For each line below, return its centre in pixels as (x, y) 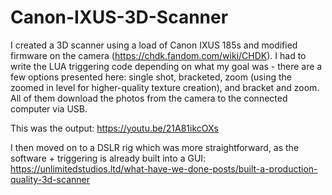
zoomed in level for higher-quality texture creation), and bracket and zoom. (165, 87)
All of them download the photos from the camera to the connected (149, 98)
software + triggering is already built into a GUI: (108, 158)
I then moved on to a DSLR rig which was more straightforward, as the (155, 147)
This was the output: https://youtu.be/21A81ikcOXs (114, 128)
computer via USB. (49, 108)
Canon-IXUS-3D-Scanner (119, 17)
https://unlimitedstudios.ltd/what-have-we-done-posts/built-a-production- (164, 168)
